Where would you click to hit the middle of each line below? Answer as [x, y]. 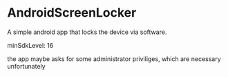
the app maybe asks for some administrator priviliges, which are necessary [114, 59]
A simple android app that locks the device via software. [87, 32]
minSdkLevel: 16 [30, 45]
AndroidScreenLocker [72, 13]
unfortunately [27, 66]
